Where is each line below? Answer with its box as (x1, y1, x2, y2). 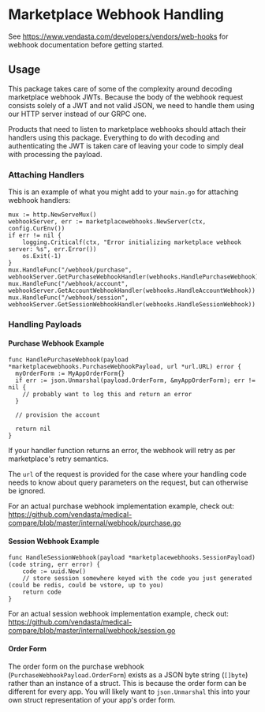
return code (22, 588, 62, 597)
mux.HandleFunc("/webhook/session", (8, 294, 129, 302)
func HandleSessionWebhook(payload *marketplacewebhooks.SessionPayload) (8, 554, 256, 562)
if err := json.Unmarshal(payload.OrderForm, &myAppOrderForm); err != (15, 377, 256, 384)
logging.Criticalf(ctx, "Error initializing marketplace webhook (22, 238, 242, 246)
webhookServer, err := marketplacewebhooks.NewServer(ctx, (8, 218, 207, 226)
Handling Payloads (8, 318, 82, 329)
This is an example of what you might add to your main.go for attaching (8, 187, 239, 197)
